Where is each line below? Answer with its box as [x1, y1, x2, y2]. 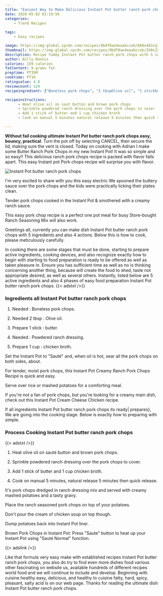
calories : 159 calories [5, 61, 53, 66]
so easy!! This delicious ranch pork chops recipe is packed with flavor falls [5, 154, 154, 159]
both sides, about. [5, 359, 41, 365]
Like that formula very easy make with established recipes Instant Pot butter [5, 554, 157, 560]
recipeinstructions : [5, 97, 47, 102]
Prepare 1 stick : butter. [12, 325, 58, 331]
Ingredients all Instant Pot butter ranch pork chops [5, 295, 127, 302]
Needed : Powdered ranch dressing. [12, 334, 84, 340]
